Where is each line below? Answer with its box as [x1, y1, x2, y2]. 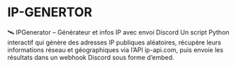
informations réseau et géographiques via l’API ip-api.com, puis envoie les [7, 45, 224, 54]
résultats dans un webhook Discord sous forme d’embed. [7, 53, 175, 61]
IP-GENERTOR [7, 4, 93, 20]
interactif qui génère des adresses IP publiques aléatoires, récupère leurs [7, 38, 222, 47]
